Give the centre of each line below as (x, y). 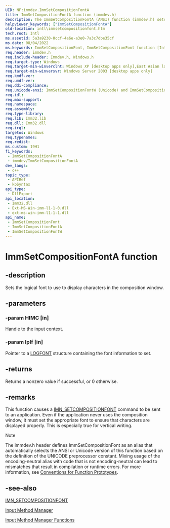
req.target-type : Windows (32, 62)
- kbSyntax (19, 185)
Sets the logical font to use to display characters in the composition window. (85, 288)
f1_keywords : (19, 152)
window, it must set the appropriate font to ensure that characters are (78, 420)
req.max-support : (24, 99)
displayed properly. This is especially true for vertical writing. (69, 426)
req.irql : (16, 128)
